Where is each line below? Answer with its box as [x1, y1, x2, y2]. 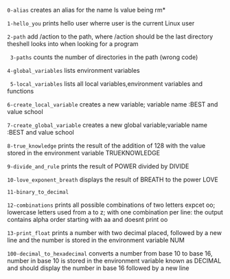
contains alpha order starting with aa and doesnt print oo [7, 216, 168, 223]
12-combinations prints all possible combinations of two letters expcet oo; [7, 201, 216, 209]
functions [7, 87, 34, 95]
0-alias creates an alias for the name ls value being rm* [7, 6, 166, 14]
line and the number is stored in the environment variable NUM [7, 236, 185, 244]
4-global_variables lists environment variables [7, 67, 140, 74]
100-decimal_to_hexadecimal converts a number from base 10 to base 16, [7, 249, 213, 257]
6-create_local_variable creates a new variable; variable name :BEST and [7, 100, 218, 109]
